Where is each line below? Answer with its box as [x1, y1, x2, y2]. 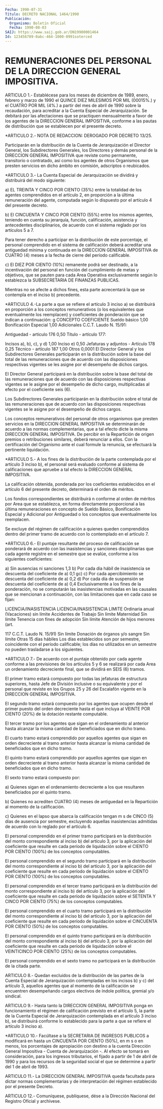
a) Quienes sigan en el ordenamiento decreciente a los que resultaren [5, 784, 145, 789]
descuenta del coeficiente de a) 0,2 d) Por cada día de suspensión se [5, 576, 144, 582]
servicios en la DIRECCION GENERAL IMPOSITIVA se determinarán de [5, 421, 145, 427]
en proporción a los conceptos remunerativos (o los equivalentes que [5, 306, 144, 312]
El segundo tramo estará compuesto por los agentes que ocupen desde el [5, 700, 153, 706]
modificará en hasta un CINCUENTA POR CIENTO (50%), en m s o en [5, 1038, 144, 1044]
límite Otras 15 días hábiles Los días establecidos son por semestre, [5, 636, 140, 642]
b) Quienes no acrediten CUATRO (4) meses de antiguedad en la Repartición [5, 798, 158, 804]
